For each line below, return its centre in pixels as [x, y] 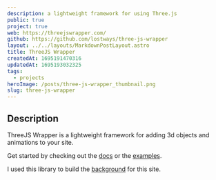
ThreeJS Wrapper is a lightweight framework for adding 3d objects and [108, 134]
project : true [28, 26]
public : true [26, 20]
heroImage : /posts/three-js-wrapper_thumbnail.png [81, 84]
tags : [15, 71]
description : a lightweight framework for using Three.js [92, 13]
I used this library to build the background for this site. [84, 169]
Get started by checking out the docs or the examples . [85, 155]
